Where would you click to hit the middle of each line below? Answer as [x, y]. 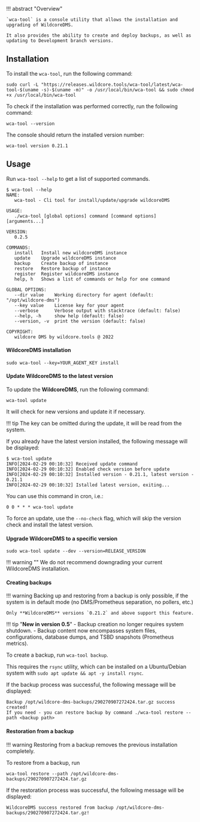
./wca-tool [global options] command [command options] [85, 216]
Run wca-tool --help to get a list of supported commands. [78, 178]
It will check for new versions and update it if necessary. [76, 412]
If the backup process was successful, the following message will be [91, 685]
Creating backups [29, 582]
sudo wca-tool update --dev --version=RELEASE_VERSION [76, 551]
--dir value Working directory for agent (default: [84, 295]
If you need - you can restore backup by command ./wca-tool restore [95, 713]
